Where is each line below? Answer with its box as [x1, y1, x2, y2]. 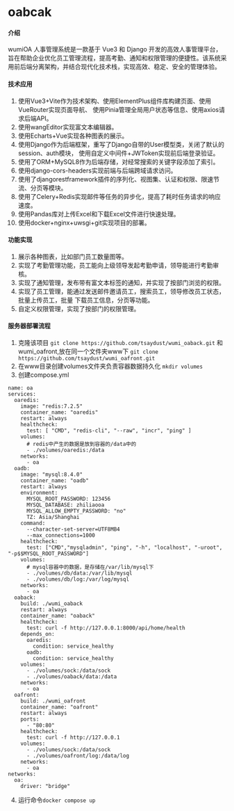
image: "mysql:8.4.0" [20, 471, 83, 478]
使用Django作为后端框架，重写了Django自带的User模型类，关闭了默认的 [17, 140, 225, 148]
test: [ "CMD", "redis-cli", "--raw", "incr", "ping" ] [26, 427, 192, 434]
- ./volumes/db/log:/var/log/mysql [26, 576, 130, 583]
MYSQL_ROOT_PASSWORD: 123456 [26, 495, 111, 502]
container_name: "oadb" [20, 477, 90, 484]
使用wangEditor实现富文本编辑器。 [17, 122, 118, 131]
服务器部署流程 [8, 321, 51, 330]
